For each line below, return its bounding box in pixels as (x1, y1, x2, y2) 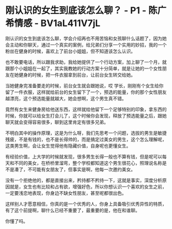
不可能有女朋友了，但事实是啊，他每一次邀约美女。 (27, 166, 136, 172)
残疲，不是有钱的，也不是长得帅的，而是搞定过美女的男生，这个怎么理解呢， (5, 136, 167, 142)
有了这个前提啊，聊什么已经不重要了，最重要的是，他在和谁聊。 (5, 207, 140, 213)
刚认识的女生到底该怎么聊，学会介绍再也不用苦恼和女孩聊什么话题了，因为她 (5, 35, 167, 41)
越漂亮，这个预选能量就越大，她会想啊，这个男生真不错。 (5, 95, 126, 101)
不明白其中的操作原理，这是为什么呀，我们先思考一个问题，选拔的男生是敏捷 (5, 130, 167, 136)
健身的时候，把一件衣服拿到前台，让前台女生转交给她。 (18, 72, 136, 78)
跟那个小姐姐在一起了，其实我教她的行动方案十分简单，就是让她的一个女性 (5, 65, 162, 72)
